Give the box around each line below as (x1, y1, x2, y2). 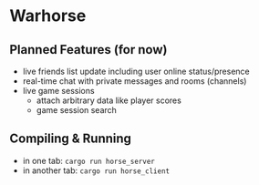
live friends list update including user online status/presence (22, 66, 250, 77)
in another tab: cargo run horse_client (22, 165, 171, 176)
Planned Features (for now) (9, 42, 168, 57)
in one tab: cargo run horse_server (22, 155, 155, 166)
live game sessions (22, 86, 95, 96)
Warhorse (9, 5, 87, 26)
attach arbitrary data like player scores (36, 95, 182, 106)
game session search (36, 105, 117, 115)
